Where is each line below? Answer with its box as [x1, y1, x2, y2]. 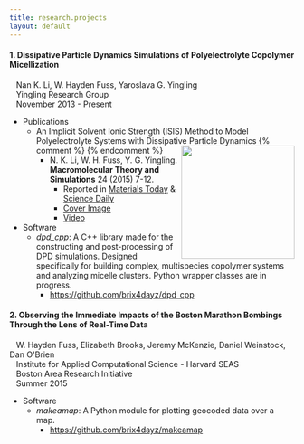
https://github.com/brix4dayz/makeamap [49, 424, 204, 435]
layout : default [9, 22, 71, 31]
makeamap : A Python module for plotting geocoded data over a [35, 404, 274, 416]
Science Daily [62, 193, 115, 203]
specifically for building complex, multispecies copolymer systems [35, 260, 285, 271]
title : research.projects [9, 13, 107, 23]
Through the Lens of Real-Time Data [9, 319, 148, 330]
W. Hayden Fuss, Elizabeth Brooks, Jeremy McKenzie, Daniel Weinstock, [15, 339, 287, 350]
